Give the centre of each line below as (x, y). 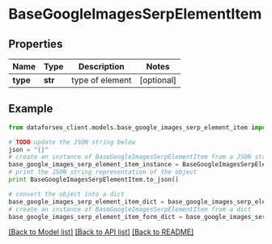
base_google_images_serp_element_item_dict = (86, 202)
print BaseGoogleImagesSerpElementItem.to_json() (94, 180)
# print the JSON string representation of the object (103, 172)
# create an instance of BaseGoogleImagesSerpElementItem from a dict (130, 209)
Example (31, 109)
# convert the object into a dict (67, 194)
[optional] (157, 80)
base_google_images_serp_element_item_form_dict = (96, 217)
